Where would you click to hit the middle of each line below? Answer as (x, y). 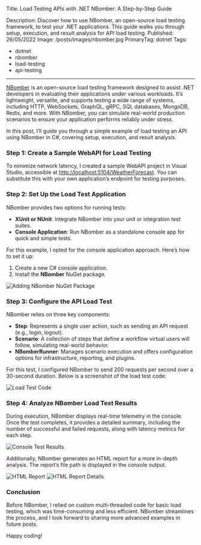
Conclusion (23, 492)
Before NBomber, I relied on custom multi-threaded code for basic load (94, 505)
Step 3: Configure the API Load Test (59, 301)
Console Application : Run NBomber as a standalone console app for (100, 232)
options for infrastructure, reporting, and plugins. (75, 358)
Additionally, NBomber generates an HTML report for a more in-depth (92, 459)
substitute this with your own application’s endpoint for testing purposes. (96, 179)
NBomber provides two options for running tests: (66, 207)
